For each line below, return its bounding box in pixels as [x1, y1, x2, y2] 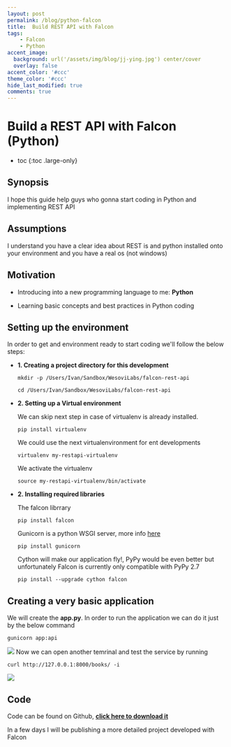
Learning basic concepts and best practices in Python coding [17, 301, 195, 310]
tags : [7, 29, 23, 37]
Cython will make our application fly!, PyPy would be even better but [17, 555, 214, 564]
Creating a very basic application [7, 595, 155, 607]
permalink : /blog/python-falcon [7, 17, 101, 24]
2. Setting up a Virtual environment [17, 399, 121, 408]
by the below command [7, 621, 75, 629]
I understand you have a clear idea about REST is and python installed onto [7, 241, 223, 250]
